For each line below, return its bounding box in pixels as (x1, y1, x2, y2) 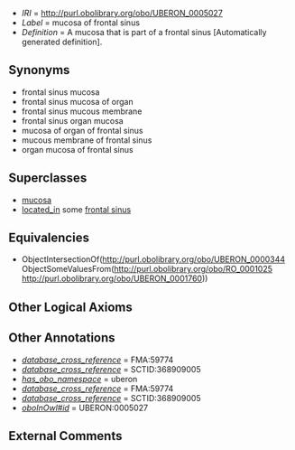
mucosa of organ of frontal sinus (21, 125, 143, 136)
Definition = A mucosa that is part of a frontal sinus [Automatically (21, 27, 267, 37)
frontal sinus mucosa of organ (21, 96, 134, 107)
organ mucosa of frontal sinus (21, 144, 134, 155)
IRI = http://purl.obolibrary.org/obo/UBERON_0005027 (21, 8, 223, 18)
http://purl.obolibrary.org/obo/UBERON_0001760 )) (21, 273, 208, 284)
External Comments (8, 428, 123, 444)
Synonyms (8, 62, 70, 78)
